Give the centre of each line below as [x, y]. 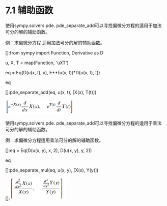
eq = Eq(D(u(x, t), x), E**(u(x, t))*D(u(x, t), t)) [53, 72]
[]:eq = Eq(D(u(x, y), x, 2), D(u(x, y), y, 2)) [49, 150]
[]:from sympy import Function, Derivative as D [54, 53]
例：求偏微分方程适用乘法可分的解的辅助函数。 [54, 140]
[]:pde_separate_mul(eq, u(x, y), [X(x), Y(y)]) [52, 170]
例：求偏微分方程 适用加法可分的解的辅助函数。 [55, 42]
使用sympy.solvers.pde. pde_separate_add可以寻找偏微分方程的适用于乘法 [83, 123]
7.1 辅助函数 [29, 10]
